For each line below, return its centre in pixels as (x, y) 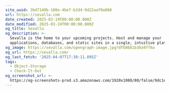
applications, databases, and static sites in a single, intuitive (82, 43)
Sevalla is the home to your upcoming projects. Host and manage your (86, 38)
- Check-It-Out (26, 71)
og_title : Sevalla (25, 29)
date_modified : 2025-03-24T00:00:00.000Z (50, 24)
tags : (11, 62)
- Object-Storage (28, 66)
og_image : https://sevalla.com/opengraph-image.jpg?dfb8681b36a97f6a (80, 48)
